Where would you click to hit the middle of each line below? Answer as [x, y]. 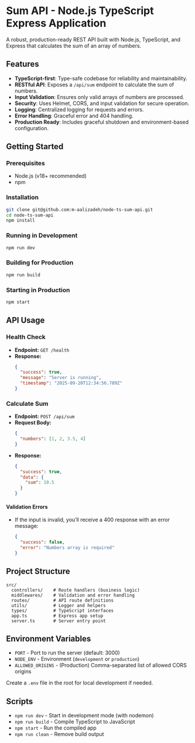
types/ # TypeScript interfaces [63, 610]
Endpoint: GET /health [42, 350]
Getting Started [35, 147]
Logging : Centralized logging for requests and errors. [79, 109]
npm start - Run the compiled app [55, 728]
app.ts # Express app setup [57, 616]
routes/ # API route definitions [63, 600]
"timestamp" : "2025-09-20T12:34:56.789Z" [71, 383]
